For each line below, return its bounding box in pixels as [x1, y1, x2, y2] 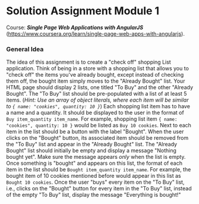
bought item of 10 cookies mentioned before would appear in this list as [6, 172, 181, 180]
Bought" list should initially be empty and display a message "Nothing [6, 147, 177, 154]
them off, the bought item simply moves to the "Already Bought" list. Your [6, 77, 185, 84]
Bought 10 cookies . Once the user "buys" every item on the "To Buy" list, [6, 178, 185, 186]
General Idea [6, 45, 44, 53]
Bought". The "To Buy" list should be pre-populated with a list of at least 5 [6, 90, 187, 98]
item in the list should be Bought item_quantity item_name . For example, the [6, 166, 191, 173]
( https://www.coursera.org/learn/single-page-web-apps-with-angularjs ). [6, 30, 185, 37]
